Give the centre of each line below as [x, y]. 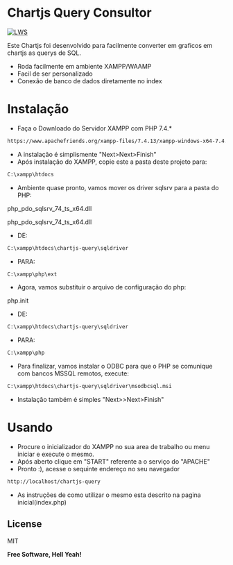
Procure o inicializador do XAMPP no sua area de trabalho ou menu [113, 446]
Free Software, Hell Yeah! [44, 554]
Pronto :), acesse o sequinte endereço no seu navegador [98, 469]
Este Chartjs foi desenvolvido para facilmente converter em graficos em [110, 45]
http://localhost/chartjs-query [54, 481]
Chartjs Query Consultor [79, 13]
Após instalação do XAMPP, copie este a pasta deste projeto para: [112, 162]
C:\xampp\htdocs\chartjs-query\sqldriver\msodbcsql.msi [89, 387]
